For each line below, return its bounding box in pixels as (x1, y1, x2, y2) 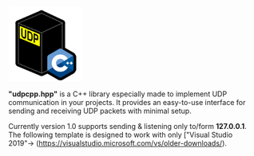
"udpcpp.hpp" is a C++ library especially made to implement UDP (8, 89, 228, 99)
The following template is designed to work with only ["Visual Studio (8, 130, 233, 139)
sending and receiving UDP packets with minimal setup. (8, 106, 192, 115)
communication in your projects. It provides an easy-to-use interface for (8, 98, 246, 107)
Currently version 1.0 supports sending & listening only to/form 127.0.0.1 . (8, 122, 248, 131)
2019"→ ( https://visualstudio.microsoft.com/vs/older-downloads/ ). (8, 138, 228, 148)
